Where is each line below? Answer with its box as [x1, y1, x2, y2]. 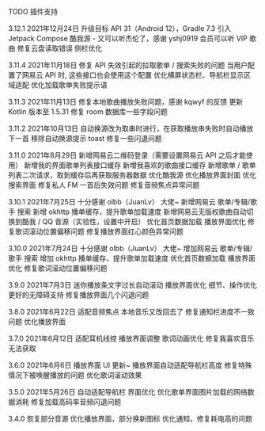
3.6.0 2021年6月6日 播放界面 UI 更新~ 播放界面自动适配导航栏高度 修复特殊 [8, 360, 252, 370]
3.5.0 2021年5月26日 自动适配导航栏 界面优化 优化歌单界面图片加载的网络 [8, 387, 248, 396]
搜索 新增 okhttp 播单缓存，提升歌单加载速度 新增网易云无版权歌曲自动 [17, 207, 247, 216]
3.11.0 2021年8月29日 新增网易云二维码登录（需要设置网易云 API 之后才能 [8, 151, 247, 160]
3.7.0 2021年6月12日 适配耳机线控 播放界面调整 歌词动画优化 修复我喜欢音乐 [8, 334, 255, 343]
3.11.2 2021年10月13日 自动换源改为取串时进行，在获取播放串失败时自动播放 [8, 124, 254, 133]
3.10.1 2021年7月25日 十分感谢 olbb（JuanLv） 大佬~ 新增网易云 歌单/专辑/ [8, 197, 251, 206]
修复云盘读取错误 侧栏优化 [17, 44, 103, 53]
